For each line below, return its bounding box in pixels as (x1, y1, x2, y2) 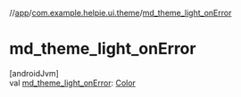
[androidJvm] (9, 68, 60, 78)
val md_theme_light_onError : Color (9, 77, 137, 88)
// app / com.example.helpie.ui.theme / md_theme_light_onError (9, 8, 232, 18)
